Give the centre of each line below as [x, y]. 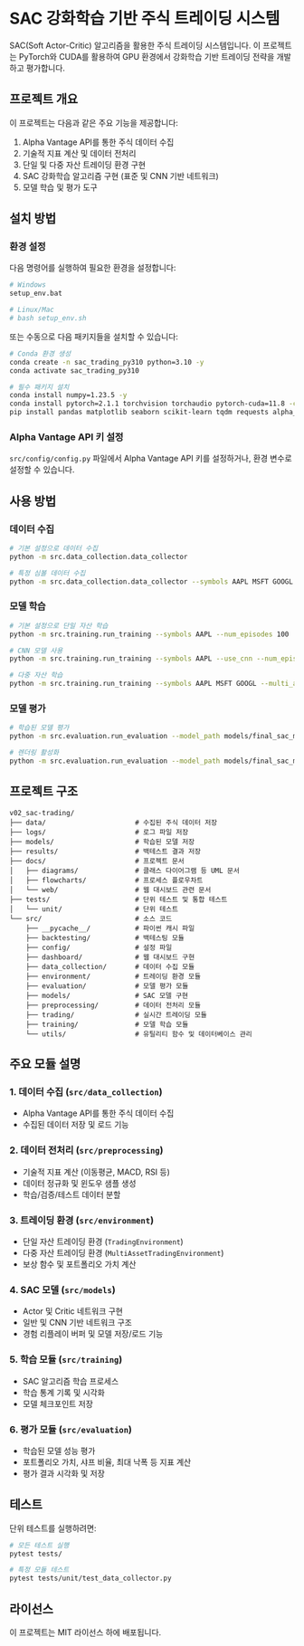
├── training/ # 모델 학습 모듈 [107, 1024]
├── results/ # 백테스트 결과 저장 [105, 852]
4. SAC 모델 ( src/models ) [62, 1289]
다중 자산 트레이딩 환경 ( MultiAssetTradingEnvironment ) [123, 1252]
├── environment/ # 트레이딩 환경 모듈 [114, 976]
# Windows [28, 285]
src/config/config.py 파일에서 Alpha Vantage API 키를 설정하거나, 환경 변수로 [151, 459]
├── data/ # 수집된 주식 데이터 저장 [114, 823]
